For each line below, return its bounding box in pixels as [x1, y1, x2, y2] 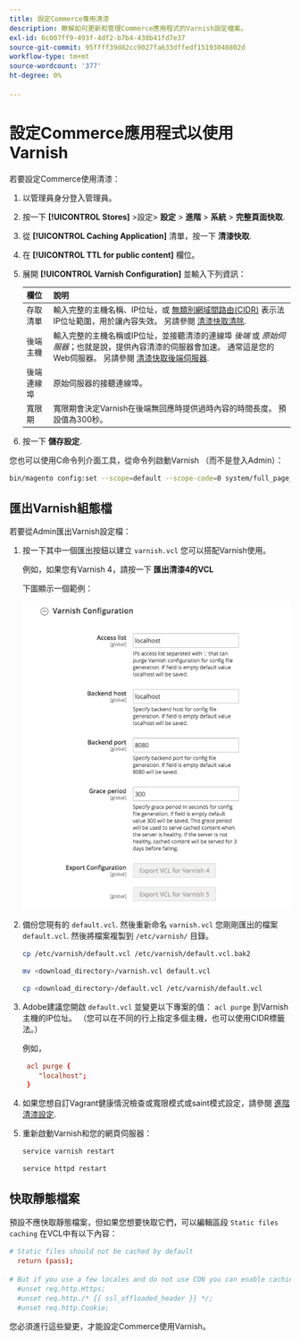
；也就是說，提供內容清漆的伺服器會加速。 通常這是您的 [68, 341, 275, 352]
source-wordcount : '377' [9, 62, 102, 71]
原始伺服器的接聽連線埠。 [53, 377, 147, 388]
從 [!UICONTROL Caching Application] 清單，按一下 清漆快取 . [21, 230, 253, 241]
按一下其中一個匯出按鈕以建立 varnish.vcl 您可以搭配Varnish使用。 [21, 545, 271, 556]
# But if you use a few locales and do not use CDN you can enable [9, 1276, 266, 1285]
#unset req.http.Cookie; [17, 1303, 110, 1313]
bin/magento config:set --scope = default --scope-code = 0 [9, 474, 221, 482]
